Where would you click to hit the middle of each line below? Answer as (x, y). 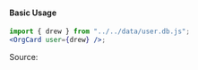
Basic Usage (33, 13)
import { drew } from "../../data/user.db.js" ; (100, 31)
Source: (24, 57)
